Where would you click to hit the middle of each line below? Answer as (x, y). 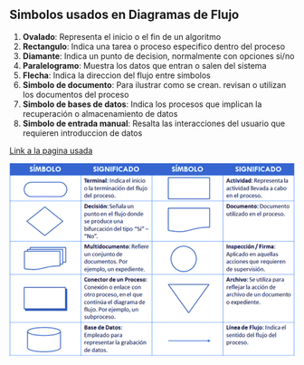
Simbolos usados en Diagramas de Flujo (124, 15)
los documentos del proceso (76, 94)
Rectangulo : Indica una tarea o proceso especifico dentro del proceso (154, 46)
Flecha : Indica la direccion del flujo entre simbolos (116, 75)
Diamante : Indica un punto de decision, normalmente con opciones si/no (158, 56)
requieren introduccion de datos (82, 133)
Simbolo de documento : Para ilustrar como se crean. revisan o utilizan (154, 84)
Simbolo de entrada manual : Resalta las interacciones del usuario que (154, 123)
